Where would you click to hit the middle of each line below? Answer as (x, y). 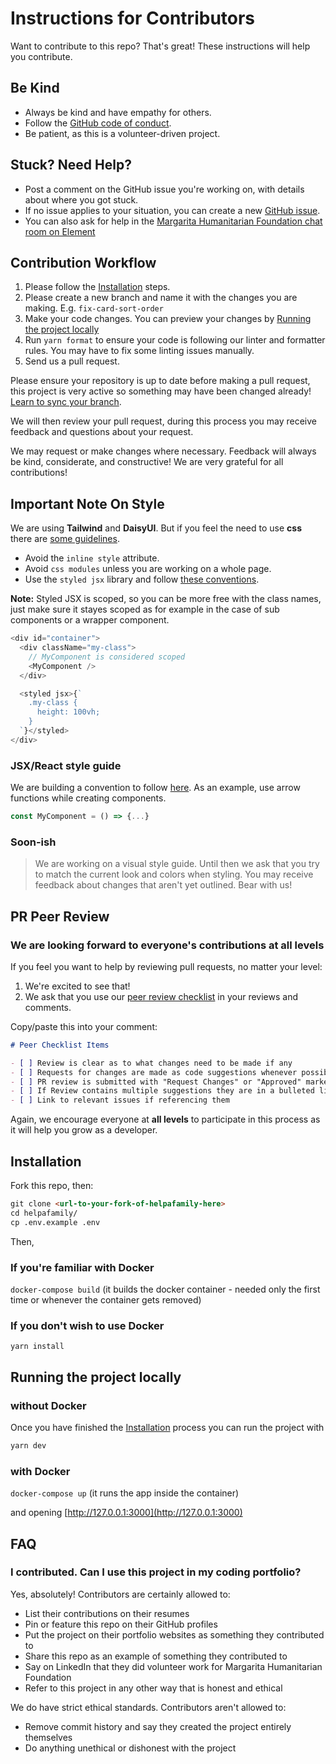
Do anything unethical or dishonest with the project (130, 1748)
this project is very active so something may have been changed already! (161, 391)
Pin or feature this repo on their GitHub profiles (121, 1624)
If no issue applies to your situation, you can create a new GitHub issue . (172, 210)
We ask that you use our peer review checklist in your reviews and (161, 996)
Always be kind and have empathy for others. (118, 112)
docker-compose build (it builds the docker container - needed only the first (165, 1289)
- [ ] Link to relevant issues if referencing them (120, 1100)
